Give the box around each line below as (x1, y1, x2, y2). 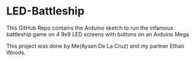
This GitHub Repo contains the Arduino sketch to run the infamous (6, 24, 174, 31)
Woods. (6, 48, 26, 56)
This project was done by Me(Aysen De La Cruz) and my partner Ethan (6, 42, 185, 50)
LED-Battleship (6, 4, 84, 18)
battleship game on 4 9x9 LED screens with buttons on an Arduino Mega (6, 30, 189, 37)
